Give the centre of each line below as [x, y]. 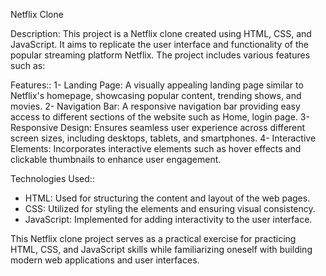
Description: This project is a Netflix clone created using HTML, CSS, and [161, 33]
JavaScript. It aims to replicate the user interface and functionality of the [159, 44]
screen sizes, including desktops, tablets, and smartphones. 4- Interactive [163, 138]
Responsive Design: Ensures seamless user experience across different [158, 127]
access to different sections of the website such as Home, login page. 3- [160, 117]
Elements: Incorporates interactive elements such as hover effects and [156, 148]
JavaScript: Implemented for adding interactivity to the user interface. [168, 219]
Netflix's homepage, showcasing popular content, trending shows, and [156, 95]
